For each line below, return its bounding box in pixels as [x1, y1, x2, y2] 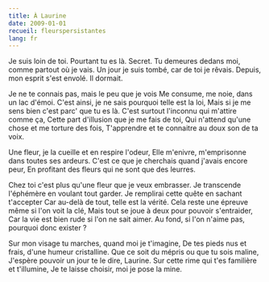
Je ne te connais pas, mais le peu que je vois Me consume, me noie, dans [8, 89, 254, 99]
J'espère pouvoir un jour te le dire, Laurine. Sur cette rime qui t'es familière [8, 255, 258, 266]
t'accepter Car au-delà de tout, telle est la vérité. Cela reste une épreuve [8, 197, 248, 207]
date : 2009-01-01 [8, 19, 67, 27]
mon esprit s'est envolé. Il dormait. [8, 73, 123, 83]
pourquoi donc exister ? [8, 223, 87, 233]
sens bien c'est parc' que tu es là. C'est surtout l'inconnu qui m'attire [8, 106, 238, 116]
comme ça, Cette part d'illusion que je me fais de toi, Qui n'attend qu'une [8, 114, 251, 125]
